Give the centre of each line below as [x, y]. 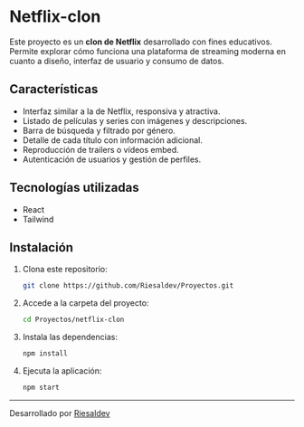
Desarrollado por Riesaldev [60, 413]
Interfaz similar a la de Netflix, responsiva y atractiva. [121, 111]
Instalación [42, 247]
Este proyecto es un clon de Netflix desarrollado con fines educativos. [141, 42]
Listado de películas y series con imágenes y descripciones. [135, 120]
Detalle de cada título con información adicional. [113, 140]
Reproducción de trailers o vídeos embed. [100, 149]
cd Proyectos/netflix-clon [73, 320]
